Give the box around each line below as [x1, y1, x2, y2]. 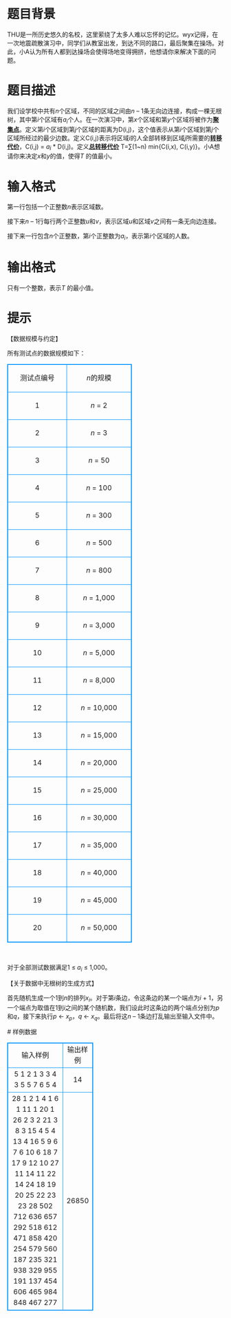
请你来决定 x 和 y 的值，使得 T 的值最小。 [7, 152, 116, 160]
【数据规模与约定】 [7, 335, 62, 343]
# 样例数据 [7, 1028, 37, 1036]
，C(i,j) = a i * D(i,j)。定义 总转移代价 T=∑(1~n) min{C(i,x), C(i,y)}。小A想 [19, 142, 220, 152]
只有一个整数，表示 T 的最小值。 [7, 284, 98, 292]
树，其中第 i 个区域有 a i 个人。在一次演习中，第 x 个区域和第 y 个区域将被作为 [7, 115, 213, 125]
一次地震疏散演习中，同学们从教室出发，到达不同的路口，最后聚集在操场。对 [7, 38, 224, 47]
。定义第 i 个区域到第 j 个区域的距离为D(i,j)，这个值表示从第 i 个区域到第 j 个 [19, 125, 219, 133]
